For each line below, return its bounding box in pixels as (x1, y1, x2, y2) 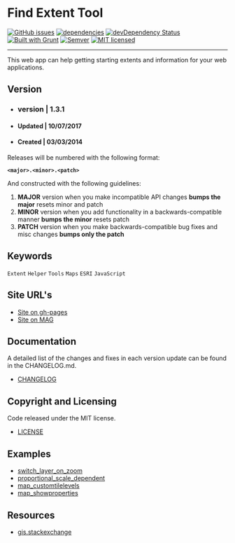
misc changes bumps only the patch (17, 230, 124, 239)
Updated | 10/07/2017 (17, 121, 82, 130)
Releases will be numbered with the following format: (7, 153, 160, 162)
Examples (7, 448, 51, 460)
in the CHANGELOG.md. (7, 362, 77, 370)
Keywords (7, 250, 52, 262)
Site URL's (7, 289, 52, 301)
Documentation (7, 336, 77, 348)
